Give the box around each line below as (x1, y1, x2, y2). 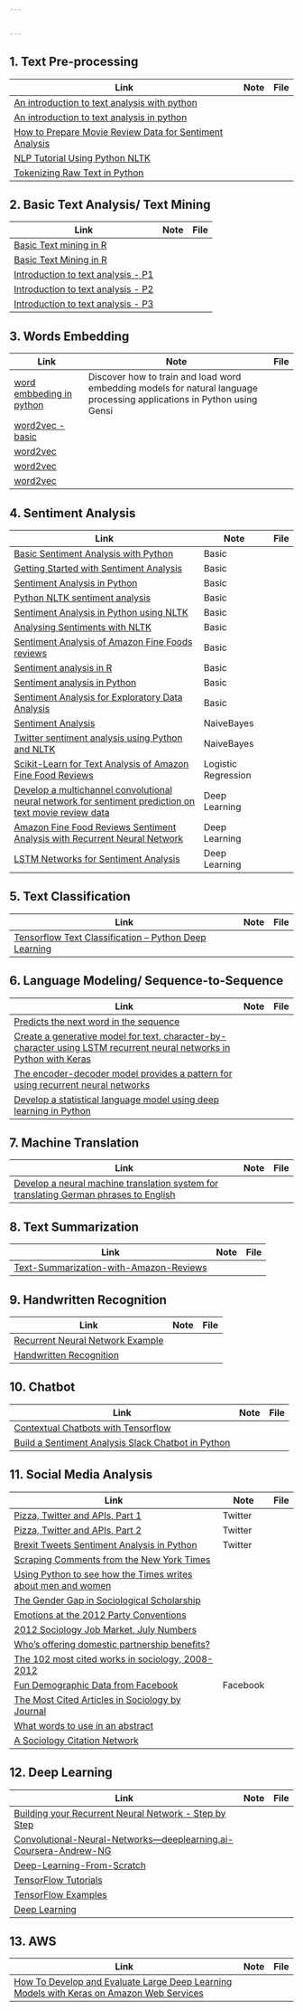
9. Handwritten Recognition (9, 1292, 167, 1308)
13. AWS (9, 1933, 57, 1949)
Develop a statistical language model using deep (14, 1093, 219, 1106)
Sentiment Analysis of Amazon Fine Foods (14, 636, 193, 647)
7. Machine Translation (9, 1136, 140, 1151)
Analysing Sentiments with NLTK (14, 621, 151, 633)
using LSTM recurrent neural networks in (57, 1041, 231, 1053)
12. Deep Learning (9, 1765, 113, 1780)
